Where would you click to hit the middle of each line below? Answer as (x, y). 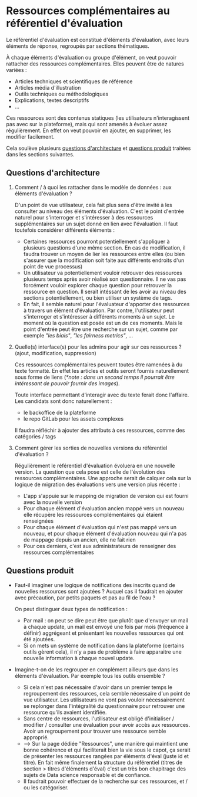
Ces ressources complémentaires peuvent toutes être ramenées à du (98, 365)
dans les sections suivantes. (40, 154)
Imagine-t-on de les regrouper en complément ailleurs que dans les (96, 669)
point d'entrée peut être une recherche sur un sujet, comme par (101, 329)
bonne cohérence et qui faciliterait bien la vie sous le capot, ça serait (107, 750)
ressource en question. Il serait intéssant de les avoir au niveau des (105, 291)
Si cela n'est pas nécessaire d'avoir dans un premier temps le (98, 687)
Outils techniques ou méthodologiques (61, 94)
